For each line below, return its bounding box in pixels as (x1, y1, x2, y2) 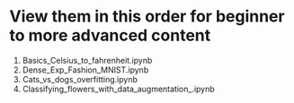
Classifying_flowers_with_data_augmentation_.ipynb (22, 83, 216, 94)
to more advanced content (9, 25, 211, 46)
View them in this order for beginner (9, 6, 285, 27)
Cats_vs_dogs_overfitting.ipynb (22, 73, 138, 84)
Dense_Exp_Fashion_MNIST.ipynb (22, 64, 149, 75)
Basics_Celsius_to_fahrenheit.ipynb (22, 55, 153, 65)
